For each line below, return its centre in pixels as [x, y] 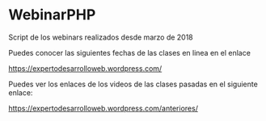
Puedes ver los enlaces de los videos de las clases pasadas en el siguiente [133, 84]
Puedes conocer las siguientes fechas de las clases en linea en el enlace [129, 52]
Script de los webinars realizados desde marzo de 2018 [101, 37]
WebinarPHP [52, 15]
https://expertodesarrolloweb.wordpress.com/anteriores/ [103, 108]
